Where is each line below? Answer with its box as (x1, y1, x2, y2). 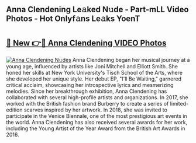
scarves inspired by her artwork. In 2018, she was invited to (23, 106, 168, 113)
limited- (170, 100, 189, 107)
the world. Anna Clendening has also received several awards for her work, (6, 119, 188, 125)
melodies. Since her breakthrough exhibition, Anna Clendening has (6, 88, 167, 95)
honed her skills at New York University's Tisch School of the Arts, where (6, 69, 183, 76)
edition (6, 106, 23, 113)
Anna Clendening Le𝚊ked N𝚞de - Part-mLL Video (6, 5, 189, 15)
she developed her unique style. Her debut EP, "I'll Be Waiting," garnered (6, 75, 182, 82)
